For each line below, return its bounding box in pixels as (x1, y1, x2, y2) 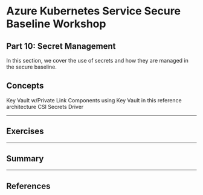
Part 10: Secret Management (6, 41, 116, 51)
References (6, 181, 51, 191)
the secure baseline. (6, 63, 57, 70)
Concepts (6, 81, 44, 91)
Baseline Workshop (6, 17, 106, 31)
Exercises (6, 126, 44, 137)
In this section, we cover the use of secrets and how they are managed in (6, 57, 189, 64)
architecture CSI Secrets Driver (6, 103, 84, 110)
